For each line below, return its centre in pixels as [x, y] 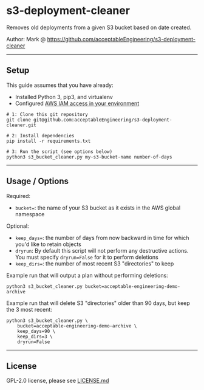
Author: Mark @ [26, 39]
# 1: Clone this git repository [47, 114]
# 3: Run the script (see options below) [59, 152]
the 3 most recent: [29, 309]
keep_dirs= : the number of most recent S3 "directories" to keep [94, 263]
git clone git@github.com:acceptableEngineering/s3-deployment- [89, 120]
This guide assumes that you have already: [60, 85]
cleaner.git [21, 125]
